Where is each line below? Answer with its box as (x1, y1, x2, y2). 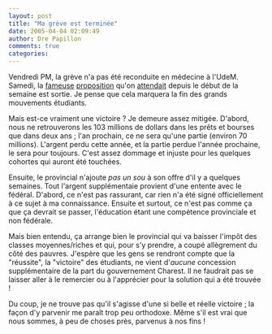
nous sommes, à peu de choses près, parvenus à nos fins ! (8, 316, 205, 326)
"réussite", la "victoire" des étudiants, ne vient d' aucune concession (8, 258, 237, 267)
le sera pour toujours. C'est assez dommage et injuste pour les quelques (8, 148, 252, 158)
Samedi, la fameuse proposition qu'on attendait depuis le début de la (8, 80, 239, 90)
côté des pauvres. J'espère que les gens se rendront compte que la (8, 249, 235, 258)
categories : (8, 50, 49, 58)
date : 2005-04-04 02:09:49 (8, 27, 100, 35)
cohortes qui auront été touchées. (8, 157, 122, 167)
